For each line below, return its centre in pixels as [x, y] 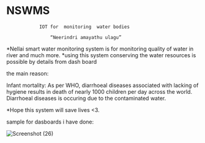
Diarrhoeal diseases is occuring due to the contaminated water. [86, 98]
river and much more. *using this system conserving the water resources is [101, 55]
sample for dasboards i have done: [50, 122]
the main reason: [28, 73]
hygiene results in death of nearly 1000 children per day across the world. [99, 91]
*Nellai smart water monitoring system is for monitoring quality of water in [100, 49]
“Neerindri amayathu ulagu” [86, 37]
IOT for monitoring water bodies [84, 27]
